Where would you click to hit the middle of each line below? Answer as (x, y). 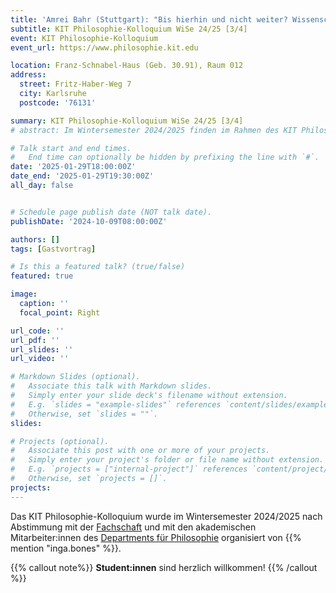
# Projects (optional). (60, 441)
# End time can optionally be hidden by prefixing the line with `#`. (165, 157)
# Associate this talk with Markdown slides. (111, 386)
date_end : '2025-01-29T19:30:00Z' (82, 176)
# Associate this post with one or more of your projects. (140, 451)
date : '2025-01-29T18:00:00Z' (73, 167)
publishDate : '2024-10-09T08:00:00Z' (89, 221)
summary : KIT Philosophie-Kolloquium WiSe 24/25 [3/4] (127, 121)
